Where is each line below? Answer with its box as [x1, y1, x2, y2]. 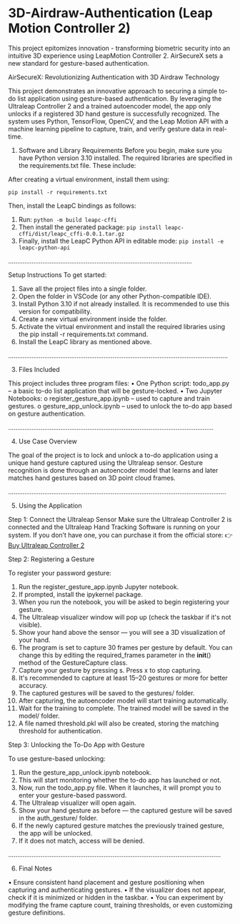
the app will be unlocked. [18, 828, 93, 837]
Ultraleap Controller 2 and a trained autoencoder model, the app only [8, 101, 211, 110]
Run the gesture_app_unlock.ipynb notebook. [18, 768, 152, 776]
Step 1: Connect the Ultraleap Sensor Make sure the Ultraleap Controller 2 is [8, 515, 232, 523]
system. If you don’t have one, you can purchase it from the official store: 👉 [8, 531, 233, 539]
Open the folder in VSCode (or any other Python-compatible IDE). [18, 291, 212, 301]
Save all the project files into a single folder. [18, 284, 147, 293]
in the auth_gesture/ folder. [18, 813, 99, 822]
